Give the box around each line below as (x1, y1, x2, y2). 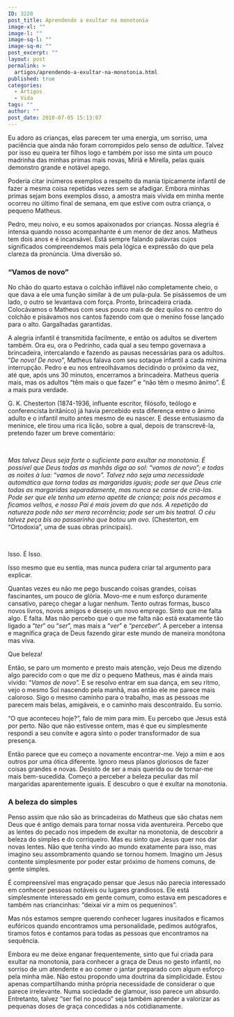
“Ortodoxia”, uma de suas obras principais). (8, 522, 133, 531)
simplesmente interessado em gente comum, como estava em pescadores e (8, 893, 227, 902)
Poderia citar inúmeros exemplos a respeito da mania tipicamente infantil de (8, 176, 226, 185)
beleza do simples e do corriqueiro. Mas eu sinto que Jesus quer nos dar (8, 835, 218, 844)
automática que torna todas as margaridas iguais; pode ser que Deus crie (8, 478, 222, 486)
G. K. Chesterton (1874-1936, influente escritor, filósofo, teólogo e (8, 399, 197, 407)
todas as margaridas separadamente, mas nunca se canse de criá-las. (8, 485, 214, 493)
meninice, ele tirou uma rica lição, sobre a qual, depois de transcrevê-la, (8, 421, 215, 430)
